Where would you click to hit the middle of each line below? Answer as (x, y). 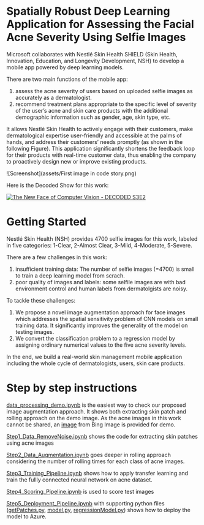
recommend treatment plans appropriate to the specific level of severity (106, 104)
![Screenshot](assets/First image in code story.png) (71, 173)
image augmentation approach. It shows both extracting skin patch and (96, 411)
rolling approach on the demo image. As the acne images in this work (94, 418)
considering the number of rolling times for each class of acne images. (96, 461)
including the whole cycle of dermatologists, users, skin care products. (96, 363)
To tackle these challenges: (41, 300)
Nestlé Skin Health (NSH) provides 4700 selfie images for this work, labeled (102, 239)
